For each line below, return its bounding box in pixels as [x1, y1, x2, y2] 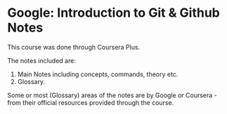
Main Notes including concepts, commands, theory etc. [17, 70, 179, 78]
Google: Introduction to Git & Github [7, 5, 220, 21]
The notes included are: [7, 56, 76, 64]
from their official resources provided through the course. [7, 98, 174, 106]
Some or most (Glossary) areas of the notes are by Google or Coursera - [7, 91, 217, 99]
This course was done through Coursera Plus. [7, 43, 141, 51]
